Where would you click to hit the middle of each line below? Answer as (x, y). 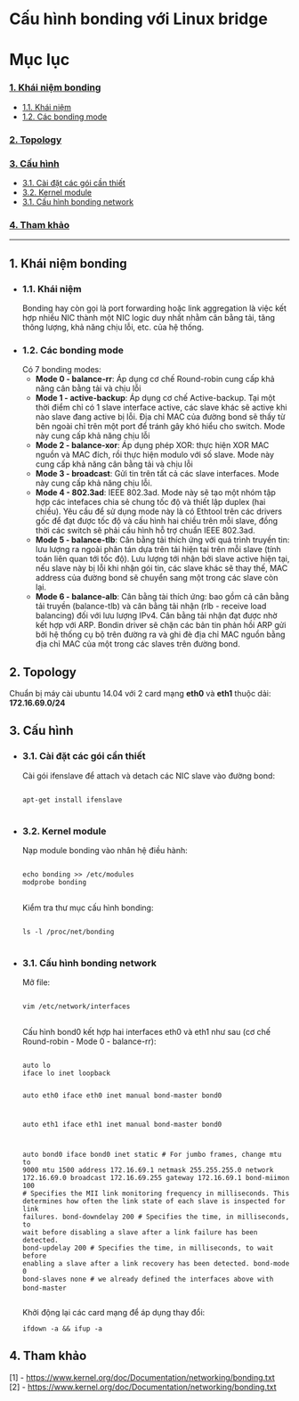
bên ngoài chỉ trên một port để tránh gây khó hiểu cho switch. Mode (160, 427)
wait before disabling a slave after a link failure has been (140, 1232)
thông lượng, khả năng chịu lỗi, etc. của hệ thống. (113, 327)
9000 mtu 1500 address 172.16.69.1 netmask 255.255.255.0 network (148, 1170)
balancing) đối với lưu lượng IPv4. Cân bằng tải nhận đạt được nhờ (156, 615)
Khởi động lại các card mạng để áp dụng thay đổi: (113, 1312)
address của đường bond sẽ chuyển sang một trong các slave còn (157, 578)
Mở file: (36, 982)
